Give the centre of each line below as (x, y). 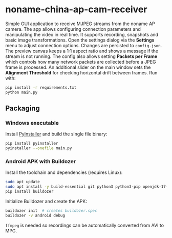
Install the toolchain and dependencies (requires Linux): (64, 172)
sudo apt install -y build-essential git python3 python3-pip (73, 187)
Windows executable (32, 123)
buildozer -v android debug (35, 215)
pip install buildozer (29, 192)
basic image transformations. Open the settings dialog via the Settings (80, 40)
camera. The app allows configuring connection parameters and (73, 29)
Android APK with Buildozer (40, 162)
